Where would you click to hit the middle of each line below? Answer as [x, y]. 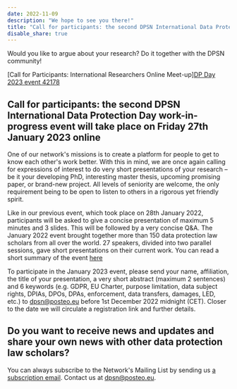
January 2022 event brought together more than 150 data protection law [113, 235]
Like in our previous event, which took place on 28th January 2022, [105, 213]
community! [25, 61]
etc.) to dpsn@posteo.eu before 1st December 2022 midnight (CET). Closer [117, 302]
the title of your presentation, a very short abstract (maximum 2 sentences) [116, 279]
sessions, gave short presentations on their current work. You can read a [113, 250]
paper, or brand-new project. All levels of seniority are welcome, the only [114, 185]
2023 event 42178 [34, 82]
